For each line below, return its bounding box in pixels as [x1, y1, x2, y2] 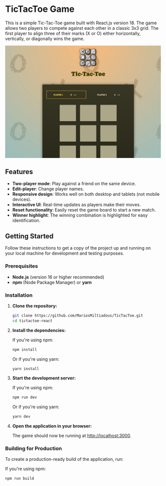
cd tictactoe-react [12, 318, 53, 323]
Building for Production [5, 445, 62, 452]
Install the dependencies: [12, 327, 66, 333]
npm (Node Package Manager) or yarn [12, 279, 92, 285]
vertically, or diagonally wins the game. [5, 36, 85, 42]
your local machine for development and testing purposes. [5, 250, 124, 256]
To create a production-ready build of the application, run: [5, 456, 124, 462]
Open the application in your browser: [12, 423, 92, 429]
